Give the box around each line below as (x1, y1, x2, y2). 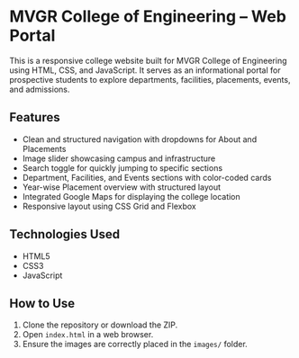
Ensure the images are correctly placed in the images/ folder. (22, 339, 248, 350)
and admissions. (9, 84, 70, 94)
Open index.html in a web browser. (22, 329, 154, 340)
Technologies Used (9, 227, 120, 242)
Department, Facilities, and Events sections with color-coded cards (22, 172, 272, 183)
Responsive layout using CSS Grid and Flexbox (22, 201, 196, 211)
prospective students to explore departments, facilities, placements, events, (9, 74, 291, 85)
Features (9, 110, 60, 125)
